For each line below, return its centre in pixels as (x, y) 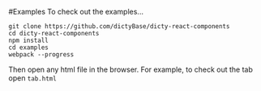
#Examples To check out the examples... (76, 12)
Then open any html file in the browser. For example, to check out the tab (131, 69)
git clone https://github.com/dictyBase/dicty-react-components (119, 27)
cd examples (28, 48)
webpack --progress (41, 55)
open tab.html (32, 78)
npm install (28, 40)
